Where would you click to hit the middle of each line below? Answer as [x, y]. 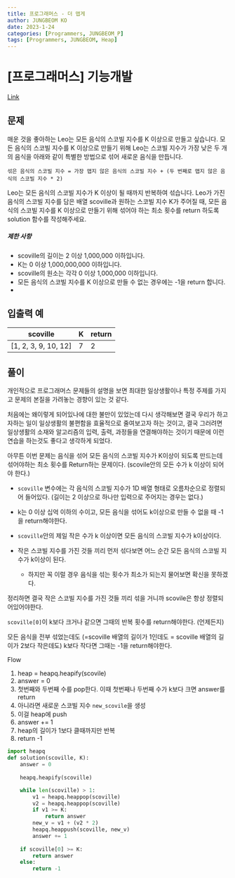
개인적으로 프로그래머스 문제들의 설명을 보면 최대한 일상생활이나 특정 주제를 [110, 390]
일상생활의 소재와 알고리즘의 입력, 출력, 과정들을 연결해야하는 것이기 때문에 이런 [116, 432]
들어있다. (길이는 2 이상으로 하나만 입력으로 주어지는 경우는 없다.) [114, 497]
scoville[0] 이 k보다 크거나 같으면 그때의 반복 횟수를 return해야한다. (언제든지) [116, 622]
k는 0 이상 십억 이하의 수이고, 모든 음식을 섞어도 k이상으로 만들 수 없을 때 [117, 512]
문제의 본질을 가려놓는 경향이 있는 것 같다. [72, 400]
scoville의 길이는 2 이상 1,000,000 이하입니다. [81, 255]
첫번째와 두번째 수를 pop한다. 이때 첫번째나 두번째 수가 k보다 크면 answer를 [121, 689]
